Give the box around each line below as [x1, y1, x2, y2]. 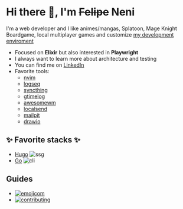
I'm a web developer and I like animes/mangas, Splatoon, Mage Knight [6, 25, 177, 32]
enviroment [6, 37, 34, 44]
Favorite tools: [14, 67, 50, 74]
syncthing [23, 86, 48, 93]
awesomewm [23, 99, 56, 106]
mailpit [23, 112, 40, 119]
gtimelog [23, 93, 45, 100]
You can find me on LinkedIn [14, 61, 84, 68]
